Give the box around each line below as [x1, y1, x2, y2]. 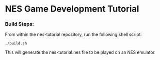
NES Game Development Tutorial [5, 3, 139, 15]
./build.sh [5, 41, 27, 46]
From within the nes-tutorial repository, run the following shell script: [5, 31, 142, 37]
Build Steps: [5, 21, 34, 28]
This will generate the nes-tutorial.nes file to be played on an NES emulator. [5, 49, 156, 55]
